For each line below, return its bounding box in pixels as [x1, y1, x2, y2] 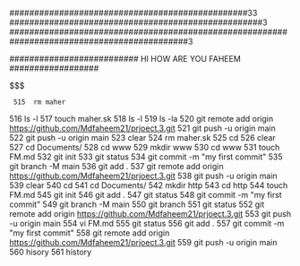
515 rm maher [13, 98, 66, 107]
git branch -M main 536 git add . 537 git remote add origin [9, 161, 224, 171]
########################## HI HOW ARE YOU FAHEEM [9, 54, 242, 64]
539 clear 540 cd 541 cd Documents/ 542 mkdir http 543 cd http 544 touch [9, 180, 288, 191]
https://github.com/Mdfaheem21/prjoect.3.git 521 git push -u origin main [9, 123, 276, 133]
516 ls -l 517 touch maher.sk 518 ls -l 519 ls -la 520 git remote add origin [9, 114, 274, 124]
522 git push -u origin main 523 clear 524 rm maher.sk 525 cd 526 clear [9, 133, 276, 142]
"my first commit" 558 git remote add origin [9, 227, 170, 238]
